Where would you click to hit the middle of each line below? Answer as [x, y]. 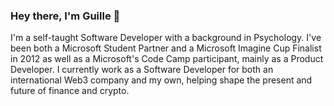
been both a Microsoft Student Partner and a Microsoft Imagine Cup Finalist [166, 48]
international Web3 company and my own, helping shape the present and [161, 80]
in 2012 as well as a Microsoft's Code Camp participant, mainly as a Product [167, 59]
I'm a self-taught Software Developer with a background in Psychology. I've [166, 38]
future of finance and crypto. [70, 91]
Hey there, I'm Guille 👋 [65, 16]
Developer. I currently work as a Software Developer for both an [142, 70]
